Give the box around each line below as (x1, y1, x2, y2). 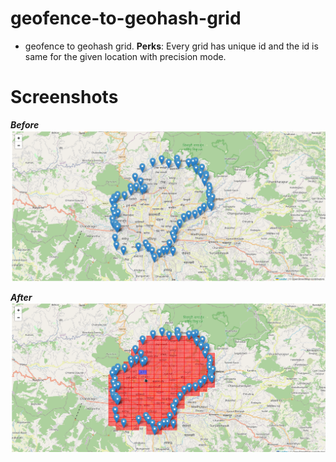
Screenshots (10, 86, 119, 109)
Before (10, 118, 40, 131)
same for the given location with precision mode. (24, 50, 227, 62)
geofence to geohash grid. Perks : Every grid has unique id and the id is (24, 40, 319, 52)
